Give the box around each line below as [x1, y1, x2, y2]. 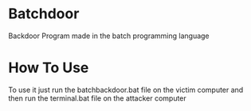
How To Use [8, 59, 89, 77]
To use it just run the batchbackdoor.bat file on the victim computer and [8, 85, 244, 94]
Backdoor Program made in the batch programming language [8, 31, 210, 40]
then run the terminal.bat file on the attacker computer [8, 93, 187, 103]
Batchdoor [8, 5, 80, 23]
